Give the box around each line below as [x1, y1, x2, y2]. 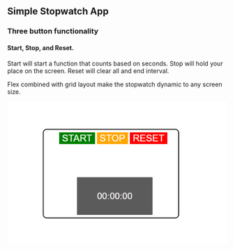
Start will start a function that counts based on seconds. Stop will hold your [7, 59, 223, 67]
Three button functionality [7, 26, 99, 36]
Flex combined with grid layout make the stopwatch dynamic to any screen [7, 80, 223, 88]
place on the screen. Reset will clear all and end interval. [7, 66, 170, 75]
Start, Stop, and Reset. [7, 43, 75, 51]
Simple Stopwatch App [7, 6, 110, 17]
